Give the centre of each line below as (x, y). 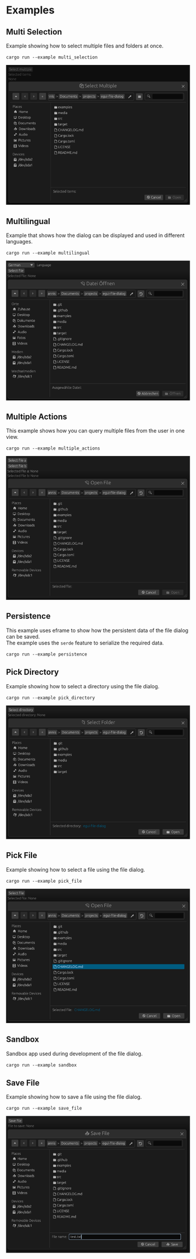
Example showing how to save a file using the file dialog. (74, 1097)
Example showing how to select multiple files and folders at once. (85, 46)
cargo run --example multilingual (48, 253)
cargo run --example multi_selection (52, 57)
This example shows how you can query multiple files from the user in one (95, 431)
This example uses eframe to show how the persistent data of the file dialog (97, 630)
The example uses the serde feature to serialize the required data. (85, 643)
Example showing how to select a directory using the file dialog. (83, 686)
